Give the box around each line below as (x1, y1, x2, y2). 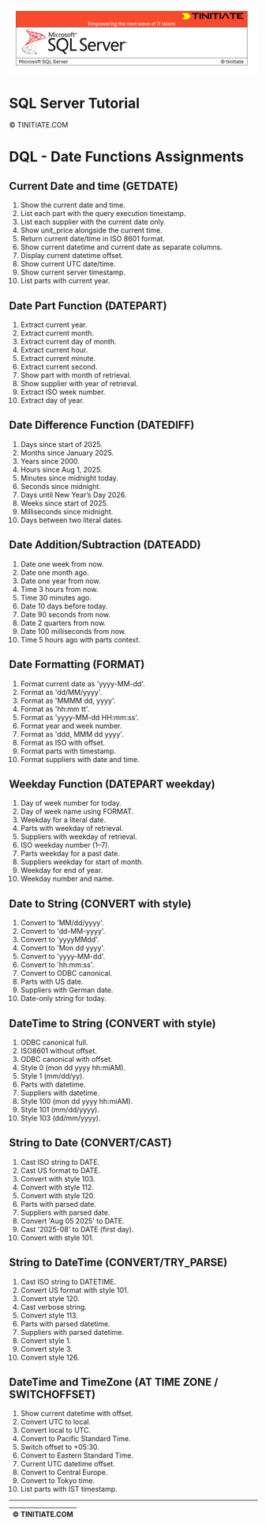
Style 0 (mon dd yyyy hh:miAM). (20, 1063, 126, 1072)
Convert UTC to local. (20, 1417, 92, 1427)
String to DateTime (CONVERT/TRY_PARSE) (9, 1256, 228, 1269)
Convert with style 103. (20, 1174, 96, 1183)
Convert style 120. (20, 1293, 80, 1303)
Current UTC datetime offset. (20, 1459, 115, 1469)
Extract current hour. (20, 345, 88, 355)
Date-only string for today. (20, 994, 107, 1003)
